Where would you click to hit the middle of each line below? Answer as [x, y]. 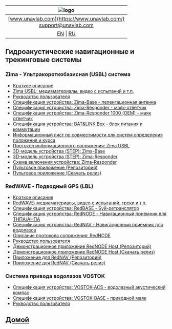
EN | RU [66, 34]
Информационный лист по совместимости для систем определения [88, 134]
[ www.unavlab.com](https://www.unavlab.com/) [66, 19]
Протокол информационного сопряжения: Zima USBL [71, 145]
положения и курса [34, 140]
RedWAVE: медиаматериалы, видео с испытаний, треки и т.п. [80, 203]
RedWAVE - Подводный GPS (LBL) [49, 186]
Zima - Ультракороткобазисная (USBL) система [68, 74]
